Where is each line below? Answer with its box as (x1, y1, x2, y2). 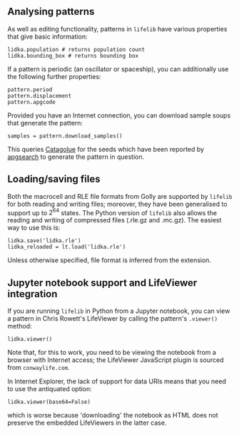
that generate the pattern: (7, 118, 83, 127)
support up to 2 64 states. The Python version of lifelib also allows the (7, 207, 218, 217)
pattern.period (7, 86, 53, 93)
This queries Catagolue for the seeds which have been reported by (7, 145, 205, 153)
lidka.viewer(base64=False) (7, 398, 91, 405)
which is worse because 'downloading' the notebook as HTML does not (7, 411, 219, 420)
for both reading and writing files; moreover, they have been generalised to (7, 200, 228, 208)
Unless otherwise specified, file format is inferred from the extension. (7, 256, 212, 264)
